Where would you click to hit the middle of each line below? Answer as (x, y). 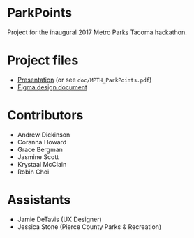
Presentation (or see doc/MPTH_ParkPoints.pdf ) (84, 80)
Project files (43, 60)
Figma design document (52, 87)
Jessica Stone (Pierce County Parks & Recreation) (89, 226)
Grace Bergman (40, 149)
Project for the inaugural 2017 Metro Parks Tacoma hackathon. (97, 32)
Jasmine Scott (38, 157)
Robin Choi (33, 172)
